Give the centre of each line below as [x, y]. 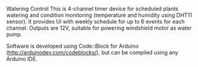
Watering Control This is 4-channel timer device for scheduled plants [92, 9]
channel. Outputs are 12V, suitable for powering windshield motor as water [99, 28]
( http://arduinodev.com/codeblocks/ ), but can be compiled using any [92, 53]
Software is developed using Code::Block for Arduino [73, 46]
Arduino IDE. [22, 59]
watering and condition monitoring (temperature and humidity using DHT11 [99, 15]
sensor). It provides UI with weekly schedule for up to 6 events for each [95, 21]
